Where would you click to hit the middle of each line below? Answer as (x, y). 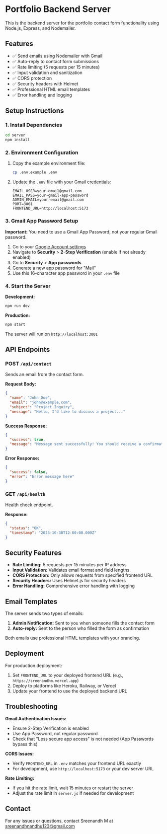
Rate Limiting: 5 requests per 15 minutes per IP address (69, 565)
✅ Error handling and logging (42, 95)
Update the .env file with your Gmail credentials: (62, 182)
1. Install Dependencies (34, 125)
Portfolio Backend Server (58, 9)
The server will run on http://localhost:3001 (51, 334)
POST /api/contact (29, 364)
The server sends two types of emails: (44, 613)
